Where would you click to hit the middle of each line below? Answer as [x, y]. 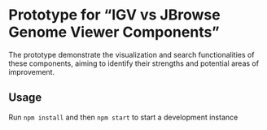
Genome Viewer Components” [114, 32]
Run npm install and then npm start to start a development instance [123, 117]
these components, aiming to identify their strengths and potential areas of [133, 63]
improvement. [32, 71]
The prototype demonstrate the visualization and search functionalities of [131, 54]
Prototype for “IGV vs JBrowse [115, 15]
